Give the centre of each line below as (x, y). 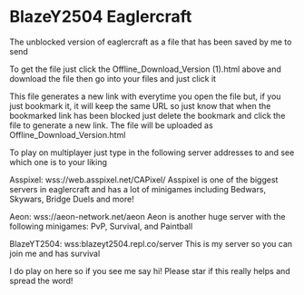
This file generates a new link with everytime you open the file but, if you (145, 96)
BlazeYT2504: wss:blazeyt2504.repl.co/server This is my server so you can (151, 243)
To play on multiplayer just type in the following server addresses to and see (152, 152)
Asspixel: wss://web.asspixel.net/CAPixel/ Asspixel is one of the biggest (144, 180)
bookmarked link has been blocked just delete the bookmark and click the (147, 115)
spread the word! (41, 280)
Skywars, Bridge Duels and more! (72, 199)
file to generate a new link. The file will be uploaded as (111, 125)
